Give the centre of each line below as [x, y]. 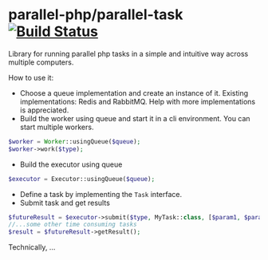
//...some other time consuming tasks [73, 225]
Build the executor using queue [71, 164]
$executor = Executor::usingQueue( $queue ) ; [82, 179]
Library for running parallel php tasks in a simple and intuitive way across [128, 53]
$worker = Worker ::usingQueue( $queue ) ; [75, 141]
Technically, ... [32, 247]
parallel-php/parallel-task [96, 15]
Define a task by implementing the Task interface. [100, 194]
